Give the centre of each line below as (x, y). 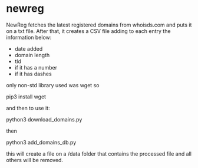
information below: (29, 37)
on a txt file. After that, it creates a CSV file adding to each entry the (88, 31)
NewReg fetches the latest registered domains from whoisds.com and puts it (99, 25)
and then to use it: (28, 108)
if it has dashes (33, 74)
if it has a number (36, 67)
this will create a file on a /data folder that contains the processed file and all (99, 154)
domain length (32, 55)
